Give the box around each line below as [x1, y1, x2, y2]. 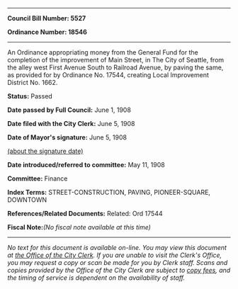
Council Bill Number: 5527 [7, 14, 86, 22]
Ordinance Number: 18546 [7, 28, 87, 36]
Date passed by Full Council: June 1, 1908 [7, 106, 131, 114]
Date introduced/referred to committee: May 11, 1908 [7, 161, 165, 169]
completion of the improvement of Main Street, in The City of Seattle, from [7, 56, 225, 64]
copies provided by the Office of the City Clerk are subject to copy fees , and [7, 266, 231, 274]
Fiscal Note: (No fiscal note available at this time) [7, 223, 151, 231]
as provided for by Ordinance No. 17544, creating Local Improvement [7, 71, 209, 79]
